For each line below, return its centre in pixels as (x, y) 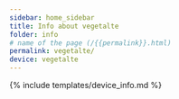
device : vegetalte (44, 59)
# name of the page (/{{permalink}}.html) (90, 43)
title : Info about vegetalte (64, 26)
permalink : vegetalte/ (52, 51)
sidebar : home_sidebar (52, 18)
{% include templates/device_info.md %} (86, 85)
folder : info (34, 34)
